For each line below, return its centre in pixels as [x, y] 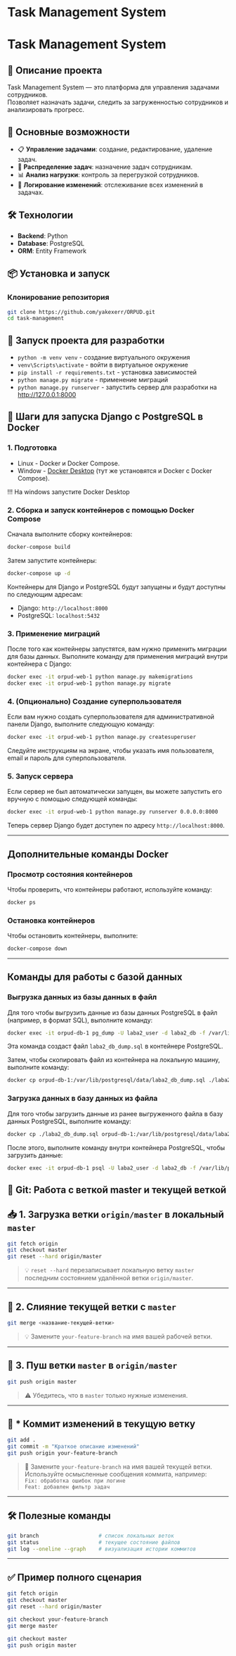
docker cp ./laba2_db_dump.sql [53, 1134]
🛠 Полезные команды [59, 1516]
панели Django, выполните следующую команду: [81, 724]
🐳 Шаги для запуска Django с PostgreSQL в [105, 417]
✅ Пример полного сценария [74, 1577]
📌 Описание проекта [55, 70]
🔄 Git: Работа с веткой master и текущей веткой [117, 1190]
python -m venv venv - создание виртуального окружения [104, 358]
